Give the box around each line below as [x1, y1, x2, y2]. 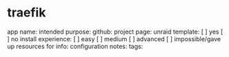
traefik [7, 5, 46, 21]
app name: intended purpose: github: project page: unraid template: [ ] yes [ [7, 27, 223, 36]
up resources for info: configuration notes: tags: [7, 42, 143, 50]
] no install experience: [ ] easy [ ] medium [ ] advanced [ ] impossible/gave [7, 34, 221, 43]
